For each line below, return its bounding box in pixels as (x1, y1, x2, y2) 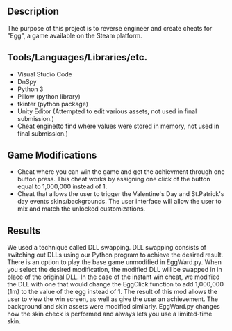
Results (7, 225, 41, 236)
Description (7, 6, 59, 17)
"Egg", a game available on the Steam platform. (7, 31, 142, 40)
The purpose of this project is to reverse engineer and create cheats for (7, 24, 213, 32)
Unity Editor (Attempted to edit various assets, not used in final (17, 107, 197, 115)
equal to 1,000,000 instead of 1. (17, 182, 108, 191)
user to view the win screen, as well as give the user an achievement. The (7, 295, 219, 303)
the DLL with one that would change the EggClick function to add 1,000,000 (7, 280, 224, 289)
